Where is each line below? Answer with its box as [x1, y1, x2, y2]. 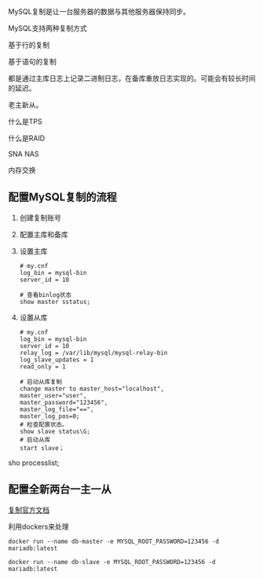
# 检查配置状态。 [19, 420, 68, 428]
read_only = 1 [19, 362, 66, 371]
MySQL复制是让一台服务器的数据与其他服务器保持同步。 [8, 7, 191, 16]
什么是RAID [8, 134, 46, 143]
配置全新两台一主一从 [8, 482, 111, 497]
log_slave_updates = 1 [19, 356, 94, 364]
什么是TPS [8, 117, 42, 126]
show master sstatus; [19, 298, 90, 306]
